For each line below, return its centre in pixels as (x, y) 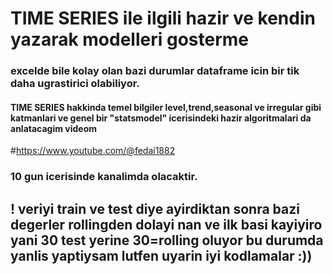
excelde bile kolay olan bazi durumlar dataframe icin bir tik (155, 71)
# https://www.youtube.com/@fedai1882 (93, 151)
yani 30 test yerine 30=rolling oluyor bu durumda (167, 240)
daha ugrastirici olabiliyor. (75, 84)
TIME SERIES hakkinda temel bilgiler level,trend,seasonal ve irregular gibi (166, 107)
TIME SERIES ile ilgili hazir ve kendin (163, 18)
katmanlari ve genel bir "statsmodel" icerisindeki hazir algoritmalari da (161, 118)
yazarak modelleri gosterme (129, 39)
